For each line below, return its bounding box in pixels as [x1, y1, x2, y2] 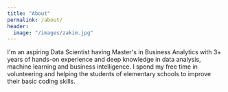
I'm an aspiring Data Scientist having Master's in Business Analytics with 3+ [7, 48, 222, 56]
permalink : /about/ [7, 16, 63, 23]
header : [7, 23, 30, 30]
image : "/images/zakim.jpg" [13, 29, 94, 36]
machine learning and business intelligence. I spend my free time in [7, 62, 198, 71]
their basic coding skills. [7, 77, 76, 86]
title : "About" [7, 10, 51, 17]
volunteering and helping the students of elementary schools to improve [7, 70, 212, 78]
